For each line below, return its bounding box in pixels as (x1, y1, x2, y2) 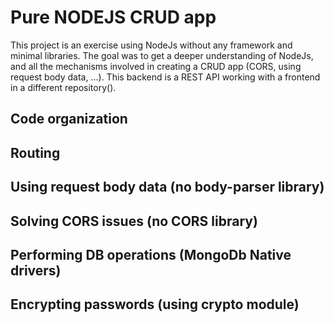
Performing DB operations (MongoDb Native (10, 246, 292, 263)
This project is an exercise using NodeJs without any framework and (10, 39, 293, 51)
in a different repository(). (10, 81, 117, 93)
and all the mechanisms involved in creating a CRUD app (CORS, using (10, 60, 302, 72)
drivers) (10, 262, 62, 279)
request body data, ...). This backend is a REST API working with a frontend (10, 71, 321, 83)
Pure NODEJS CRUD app (10, 6, 217, 29)
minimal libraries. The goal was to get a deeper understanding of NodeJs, (10, 49, 314, 61)
